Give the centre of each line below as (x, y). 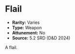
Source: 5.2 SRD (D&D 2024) (41, 38)
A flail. (11, 47)
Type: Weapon (27, 27)
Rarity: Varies (26, 22)
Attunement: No (29, 33)
